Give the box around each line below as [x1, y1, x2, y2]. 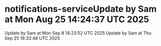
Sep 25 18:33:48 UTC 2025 [4, 35, 60, 41]
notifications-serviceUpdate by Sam [4, 3, 157, 15]
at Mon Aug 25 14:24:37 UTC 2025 [4, 14, 149, 25]
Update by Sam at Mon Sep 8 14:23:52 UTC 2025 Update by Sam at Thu [4, 30, 152, 36]
